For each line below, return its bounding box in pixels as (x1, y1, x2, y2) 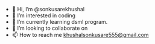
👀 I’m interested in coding (11, 12, 76, 19)
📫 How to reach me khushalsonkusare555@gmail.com (11, 32, 149, 38)
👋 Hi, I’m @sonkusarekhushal (11, 6, 85, 12)
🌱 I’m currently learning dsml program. (11, 18, 108, 25)
